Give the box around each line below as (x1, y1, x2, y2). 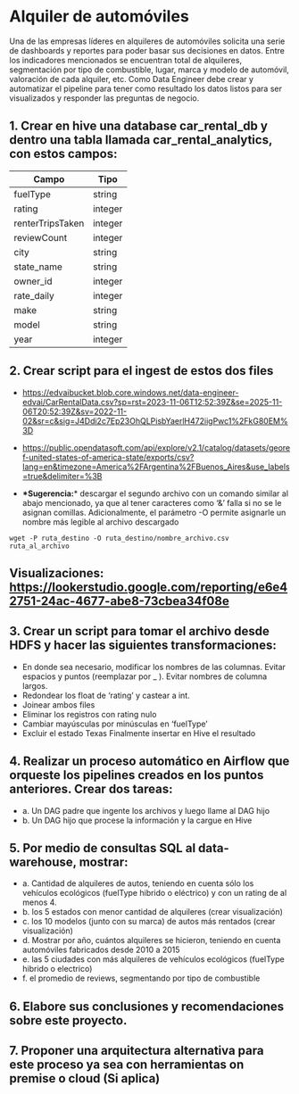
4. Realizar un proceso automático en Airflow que (9, 754, 290, 769)
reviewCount (13, 231, 68, 244)
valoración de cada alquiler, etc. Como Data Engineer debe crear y (9, 73, 254, 84)
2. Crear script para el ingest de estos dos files (9, 363, 274, 378)
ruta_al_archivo (9, 542, 70, 551)
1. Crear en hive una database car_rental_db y (9, 119, 268, 134)
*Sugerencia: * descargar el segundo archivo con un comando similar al (21, 488, 288, 499)
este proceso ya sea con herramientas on (9, 1057, 245, 1073)
